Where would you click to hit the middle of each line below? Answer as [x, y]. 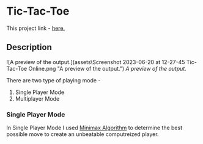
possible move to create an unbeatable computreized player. [83, 134]
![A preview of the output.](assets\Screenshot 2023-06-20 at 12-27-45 [96, 62]
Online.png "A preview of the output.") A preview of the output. [107, 68]
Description [29, 47]
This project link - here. [36, 28]
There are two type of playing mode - [54, 80]
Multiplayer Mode [37, 98]
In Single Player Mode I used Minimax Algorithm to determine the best [94, 128]
